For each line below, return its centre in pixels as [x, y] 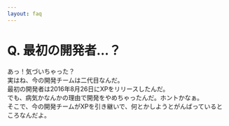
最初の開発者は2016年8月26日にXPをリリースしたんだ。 [88, 89]
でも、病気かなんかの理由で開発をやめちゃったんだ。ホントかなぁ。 [105, 97]
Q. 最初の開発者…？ [64, 50]
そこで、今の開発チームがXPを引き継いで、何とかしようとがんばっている [112, 106]
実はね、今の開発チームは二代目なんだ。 [65, 80]
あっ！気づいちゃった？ [41, 71]
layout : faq [25, 14]
